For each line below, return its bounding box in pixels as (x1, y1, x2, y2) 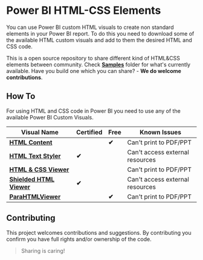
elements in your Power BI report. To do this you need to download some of (6, 30, 195, 37)
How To (6, 91, 36, 101)
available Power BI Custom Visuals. (6, 113, 94, 121)
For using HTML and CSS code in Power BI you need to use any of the (6, 107, 181, 115)
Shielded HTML (9, 175, 55, 183)
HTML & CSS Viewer (9, 165, 69, 174)
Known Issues (140, 128, 182, 136)
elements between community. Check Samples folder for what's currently (6, 61, 191, 68)
